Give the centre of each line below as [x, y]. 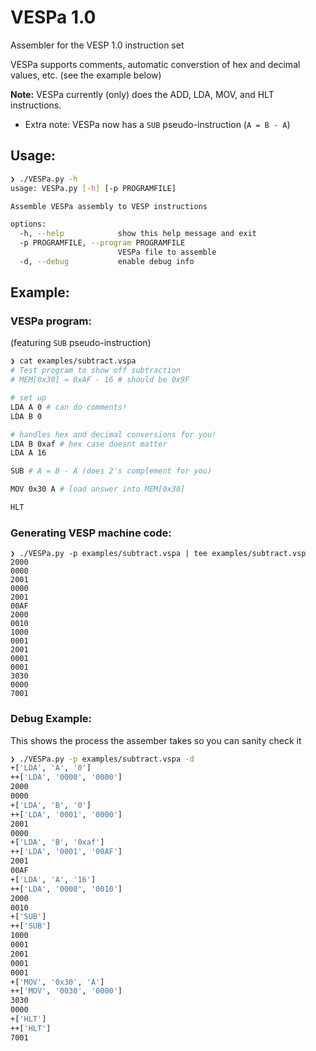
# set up [28, 398]
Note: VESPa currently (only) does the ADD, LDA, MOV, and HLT [142, 94]
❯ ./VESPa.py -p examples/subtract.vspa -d [102, 759]
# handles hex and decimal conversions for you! [113, 434]
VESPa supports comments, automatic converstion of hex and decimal [155, 64]
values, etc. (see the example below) [86, 75]
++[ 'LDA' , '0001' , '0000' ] [66, 814]
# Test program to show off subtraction [96, 371]
